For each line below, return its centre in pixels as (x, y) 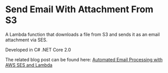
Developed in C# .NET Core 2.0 (38, 50)
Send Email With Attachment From (79, 9)
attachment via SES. (26, 40)
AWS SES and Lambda (29, 65)
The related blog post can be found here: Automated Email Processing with (84, 59)
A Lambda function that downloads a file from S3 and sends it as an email (83, 34)
